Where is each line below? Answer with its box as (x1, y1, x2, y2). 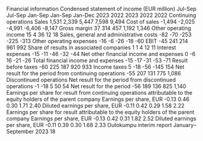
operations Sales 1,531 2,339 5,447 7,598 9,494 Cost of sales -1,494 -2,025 (6, 18, 195, 25)
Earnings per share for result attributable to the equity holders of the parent (6, 109, 195, 115)
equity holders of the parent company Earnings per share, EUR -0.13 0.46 (6, 95, 190, 103)
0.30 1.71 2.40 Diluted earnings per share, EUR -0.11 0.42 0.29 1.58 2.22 (6, 102, 185, 109)
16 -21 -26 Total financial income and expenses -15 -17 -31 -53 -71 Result (6, 57, 188, 64)
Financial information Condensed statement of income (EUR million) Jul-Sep (6, 5, 197, 12)
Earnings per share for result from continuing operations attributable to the (6, 89, 193, 96)
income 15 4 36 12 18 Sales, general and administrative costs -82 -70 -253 (6, 31, 192, 38)
